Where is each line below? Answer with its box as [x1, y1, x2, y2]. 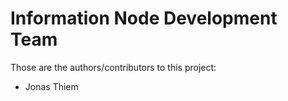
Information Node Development [10, 7, 278, 30]
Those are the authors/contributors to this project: [10, 61, 217, 73]
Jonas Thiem [24, 80, 79, 92]
